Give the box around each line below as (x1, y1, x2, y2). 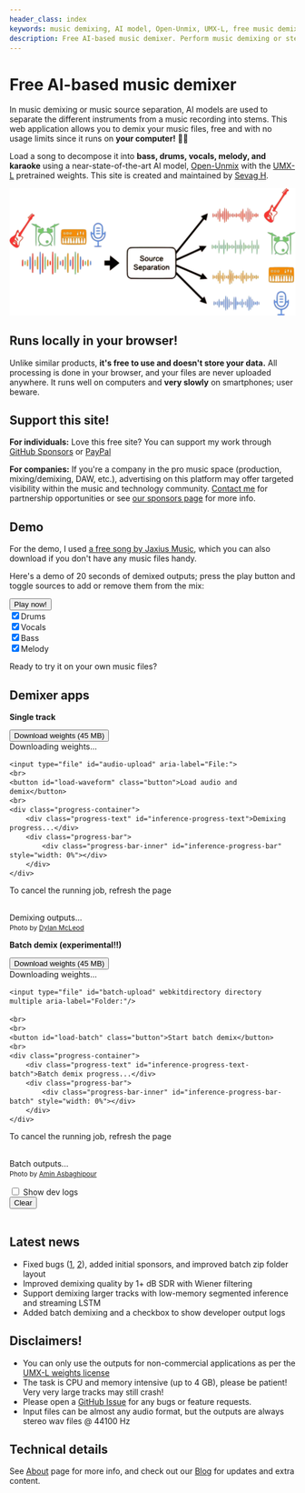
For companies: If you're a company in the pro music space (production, (9, 464, 282, 475)
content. (9, 1476, 41, 1487)
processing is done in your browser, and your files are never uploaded (9, 366, 272, 377)
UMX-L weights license (22, 1367, 111, 1378)
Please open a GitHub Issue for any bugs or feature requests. (22, 1396, 252, 1407)
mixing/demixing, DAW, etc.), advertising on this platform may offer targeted (9, 474, 294, 485)
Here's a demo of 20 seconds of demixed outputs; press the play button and (9, 571, 296, 582)
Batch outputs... (9, 1158, 69, 1169)
